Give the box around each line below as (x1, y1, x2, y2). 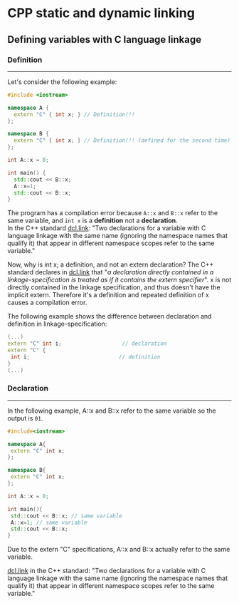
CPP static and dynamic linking (7, 5, 196, 21)
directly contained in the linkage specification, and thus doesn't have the (7, 283, 221, 292)
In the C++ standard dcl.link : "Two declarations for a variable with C (7, 224, 206, 232)
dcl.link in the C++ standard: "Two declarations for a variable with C (7, 567, 206, 575)
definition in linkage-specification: (7, 319, 107, 329)
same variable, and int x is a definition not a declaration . (7, 216, 178, 225)
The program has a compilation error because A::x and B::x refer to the (7, 209, 218, 217)
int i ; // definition (10, 353, 161, 361)
